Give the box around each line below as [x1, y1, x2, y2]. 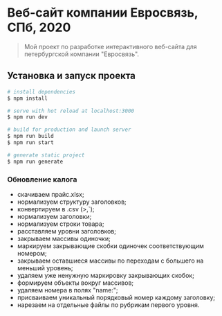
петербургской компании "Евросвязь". [24, 50, 140, 58]
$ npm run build [7, 133, 54, 140]
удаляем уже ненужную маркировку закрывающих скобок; [17, 271, 195, 279]
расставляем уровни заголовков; [17, 227, 116, 235]
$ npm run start [7, 139, 54, 146]
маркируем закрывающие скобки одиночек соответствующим [17, 241, 204, 250]
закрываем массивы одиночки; [17, 234, 111, 243]
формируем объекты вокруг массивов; [17, 279, 134, 287]
